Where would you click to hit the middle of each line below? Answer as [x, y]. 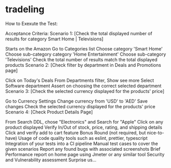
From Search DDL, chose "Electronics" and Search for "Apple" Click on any [84, 122]
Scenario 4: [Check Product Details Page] [49, 112]
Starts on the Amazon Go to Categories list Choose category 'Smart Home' [84, 49]
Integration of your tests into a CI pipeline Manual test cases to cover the [82, 143]
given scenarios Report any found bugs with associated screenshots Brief [83, 149]
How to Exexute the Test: [31, 23]
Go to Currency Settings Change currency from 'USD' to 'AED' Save [77, 101]
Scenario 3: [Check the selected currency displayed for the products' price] [85, 91]
